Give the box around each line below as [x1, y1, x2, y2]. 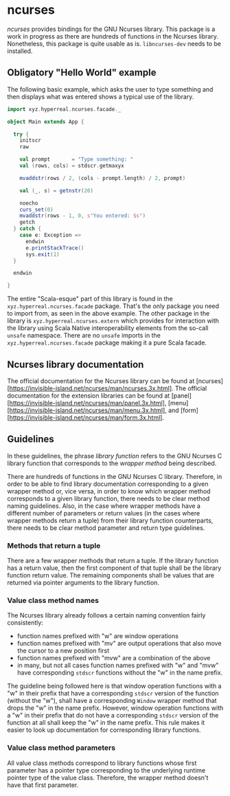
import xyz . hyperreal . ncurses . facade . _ [7, 105, 122, 112]
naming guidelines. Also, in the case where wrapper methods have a [7, 502, 201, 510]
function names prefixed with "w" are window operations [16, 632, 179, 640]
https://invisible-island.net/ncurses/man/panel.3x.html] [9, 398, 165, 407]
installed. [7, 47, 33, 55]
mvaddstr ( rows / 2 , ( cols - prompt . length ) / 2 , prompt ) [19, 174, 186, 181]
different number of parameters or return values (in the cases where [7, 509, 200, 517]
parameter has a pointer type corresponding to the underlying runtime [7, 766, 206, 774]
